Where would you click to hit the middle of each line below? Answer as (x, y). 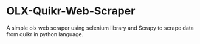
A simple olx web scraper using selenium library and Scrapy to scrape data (100, 28)
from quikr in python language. (45, 34)
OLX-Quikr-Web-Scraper (71, 11)
